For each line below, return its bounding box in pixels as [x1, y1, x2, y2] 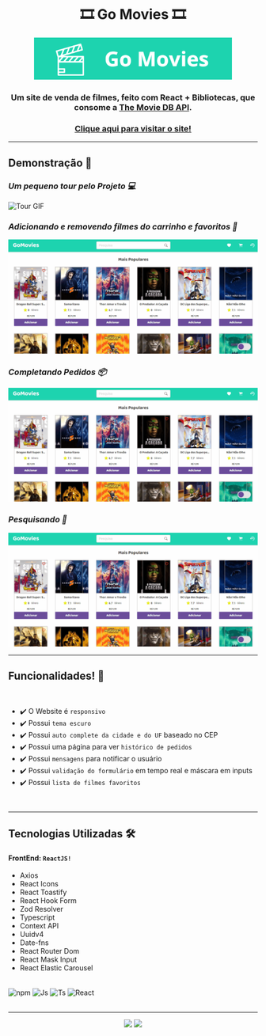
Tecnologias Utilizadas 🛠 [8, 827, 136, 841]
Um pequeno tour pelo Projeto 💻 [8, 180, 136, 192]
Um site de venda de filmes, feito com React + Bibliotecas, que [10, 92, 256, 103]
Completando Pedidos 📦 [8, 366, 107, 378]
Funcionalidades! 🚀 [8, 670, 105, 683]
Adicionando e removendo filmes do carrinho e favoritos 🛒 [8, 221, 238, 232]
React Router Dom [19, 947, 80, 956]
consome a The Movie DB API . [74, 101, 192, 112]
